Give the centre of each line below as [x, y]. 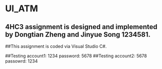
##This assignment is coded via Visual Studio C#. [56, 46]
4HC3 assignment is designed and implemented [81, 27]
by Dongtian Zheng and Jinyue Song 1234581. [78, 34]
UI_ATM [22, 9]
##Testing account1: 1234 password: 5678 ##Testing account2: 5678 [76, 56]
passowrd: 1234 [22, 61]
